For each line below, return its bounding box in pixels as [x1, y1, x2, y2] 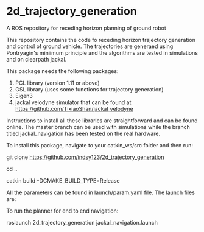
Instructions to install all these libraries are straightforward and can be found [6, 117, 198, 124]
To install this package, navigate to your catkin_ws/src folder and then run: [6, 141, 194, 149]
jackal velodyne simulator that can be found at [15, 99, 132, 106]
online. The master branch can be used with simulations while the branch [6, 123, 191, 130]
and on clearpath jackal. [6, 55, 67, 63]
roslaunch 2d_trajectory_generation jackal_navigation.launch [6, 219, 158, 226]
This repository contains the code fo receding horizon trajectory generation [6, 36, 196, 43]
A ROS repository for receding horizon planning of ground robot [6, 24, 166, 32]
